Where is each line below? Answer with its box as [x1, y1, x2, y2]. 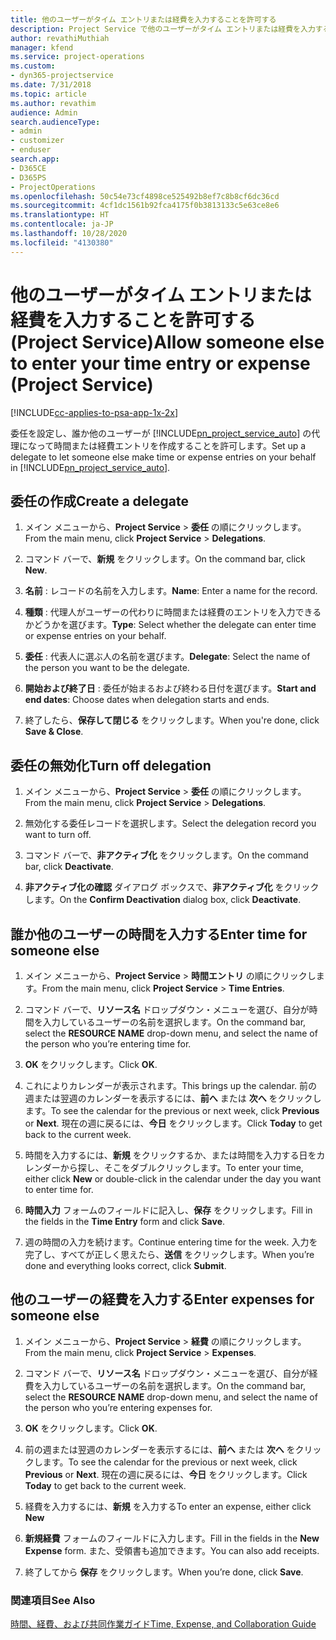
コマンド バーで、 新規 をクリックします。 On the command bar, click [24, 553, 306, 565]
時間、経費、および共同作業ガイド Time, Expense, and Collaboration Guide [10, 1618, 317, 1630]
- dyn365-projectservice [10, 71, 114, 81]
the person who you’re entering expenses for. [24, 1401, 213, 1413]
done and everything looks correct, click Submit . [24, 1260, 227, 1271]
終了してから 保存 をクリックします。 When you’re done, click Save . [24, 1566, 304, 1578]
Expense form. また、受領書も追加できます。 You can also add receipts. [24, 1544, 320, 1556]
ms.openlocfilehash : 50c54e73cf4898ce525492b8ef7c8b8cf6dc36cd [10, 191, 280, 201]
